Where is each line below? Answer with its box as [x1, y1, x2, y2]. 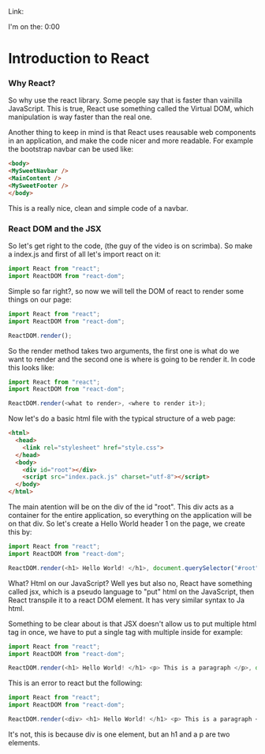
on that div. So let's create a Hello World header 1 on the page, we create [8, 519, 246, 528]
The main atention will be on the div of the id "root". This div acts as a [8, 502, 234, 512]
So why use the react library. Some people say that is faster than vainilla [8, 96, 243, 105]
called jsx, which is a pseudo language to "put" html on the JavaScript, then [8, 587, 255, 596]
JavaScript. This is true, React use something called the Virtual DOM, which [8, 104, 254, 114]
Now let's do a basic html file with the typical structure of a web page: [8, 414, 236, 423]
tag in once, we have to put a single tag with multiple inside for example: [8, 627, 243, 636]
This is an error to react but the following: [8, 678, 143, 688]
